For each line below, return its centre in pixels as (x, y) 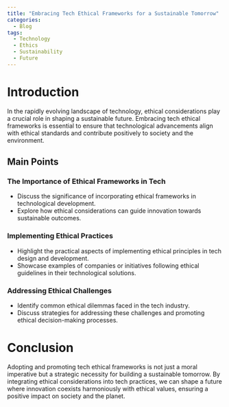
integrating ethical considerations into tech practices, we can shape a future (115, 381)
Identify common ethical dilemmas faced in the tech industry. (104, 305)
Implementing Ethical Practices (60, 236)
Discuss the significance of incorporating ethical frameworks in (107, 196)
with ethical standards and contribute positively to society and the (100, 133)
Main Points (33, 162)
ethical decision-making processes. (68, 320)
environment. (26, 140)
